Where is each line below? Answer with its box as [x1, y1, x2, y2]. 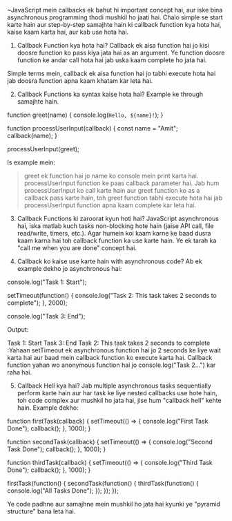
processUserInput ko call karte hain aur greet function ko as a [23, 187, 200, 194]
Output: [7, 325, 29, 334]
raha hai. [7, 368, 32, 376]
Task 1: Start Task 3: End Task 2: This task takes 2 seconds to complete [7, 339, 211, 347]
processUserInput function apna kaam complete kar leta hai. [23, 201, 197, 209]
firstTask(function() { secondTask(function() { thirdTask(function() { [7, 480, 199, 487]
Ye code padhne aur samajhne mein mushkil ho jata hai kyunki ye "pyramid [7, 500, 221, 508]
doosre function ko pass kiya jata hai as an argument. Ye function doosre [17, 48, 225, 57]
